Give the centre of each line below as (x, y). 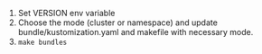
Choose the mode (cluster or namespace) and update (118, 22)
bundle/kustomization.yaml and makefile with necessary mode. (136, 32)
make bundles (42, 42)
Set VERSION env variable (66, 13)
